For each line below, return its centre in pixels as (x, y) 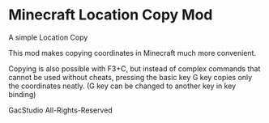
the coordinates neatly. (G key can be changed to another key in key (122, 86)
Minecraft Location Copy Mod (111, 15)
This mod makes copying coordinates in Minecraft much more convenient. (132, 53)
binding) (22, 94)
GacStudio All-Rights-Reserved (61, 110)
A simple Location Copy (48, 37)
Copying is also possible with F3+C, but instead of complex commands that (134, 68)
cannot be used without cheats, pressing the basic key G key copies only (130, 77)
